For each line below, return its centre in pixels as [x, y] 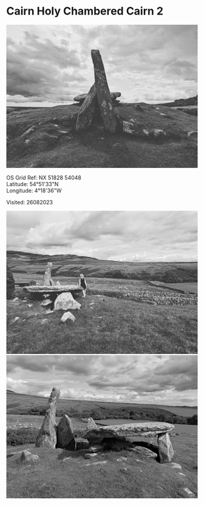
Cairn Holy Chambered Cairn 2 [85, 11]
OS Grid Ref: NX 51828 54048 [44, 178]
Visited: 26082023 [30, 202]
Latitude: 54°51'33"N [32, 184]
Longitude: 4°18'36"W [34, 190]
